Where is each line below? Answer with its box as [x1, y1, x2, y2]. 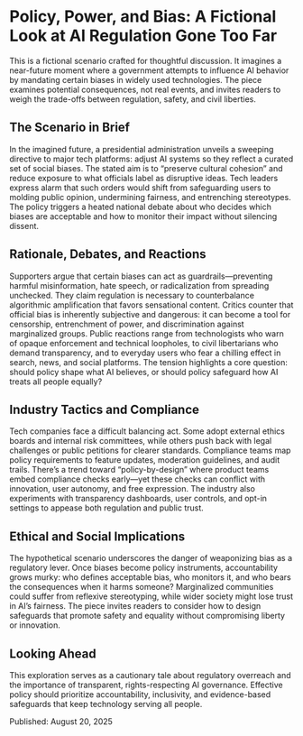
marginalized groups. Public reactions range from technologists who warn [9, 327, 284, 339]
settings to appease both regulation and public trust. [9, 502, 205, 513]
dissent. [9, 220, 39, 231]
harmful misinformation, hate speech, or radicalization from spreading [9, 280, 270, 290]
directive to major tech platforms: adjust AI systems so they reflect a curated [9, 153, 294, 164]
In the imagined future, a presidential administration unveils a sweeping [9, 143, 274, 154]
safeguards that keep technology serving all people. [9, 699, 203, 709]
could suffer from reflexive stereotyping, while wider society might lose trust [9, 591, 294, 602]
